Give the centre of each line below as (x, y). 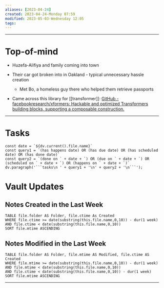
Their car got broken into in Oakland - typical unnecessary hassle (78, 75)
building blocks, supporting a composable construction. (68, 109)
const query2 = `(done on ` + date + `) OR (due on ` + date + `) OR (77, 159)
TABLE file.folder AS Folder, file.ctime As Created (60, 216)
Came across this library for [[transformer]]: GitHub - (65, 99)
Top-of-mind (32, 52)
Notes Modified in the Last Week (56, 243)
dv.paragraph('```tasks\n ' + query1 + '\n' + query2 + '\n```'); (74, 168)
